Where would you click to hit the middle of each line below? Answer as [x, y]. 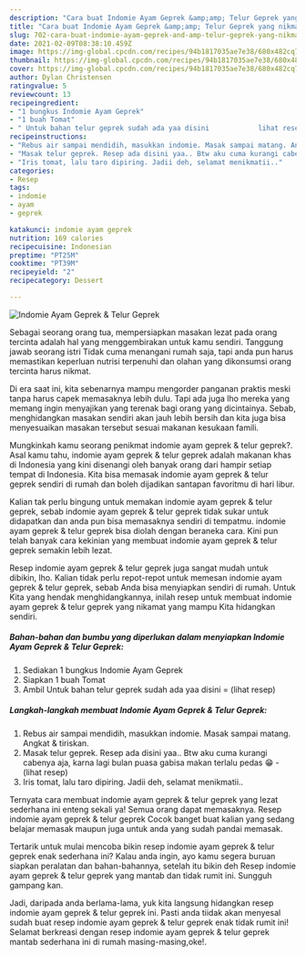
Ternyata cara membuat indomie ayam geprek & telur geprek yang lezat [144, 799]
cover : [22, 69]
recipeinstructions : [49, 137]
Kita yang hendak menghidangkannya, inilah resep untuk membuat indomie [151, 597]
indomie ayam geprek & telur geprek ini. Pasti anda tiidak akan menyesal [145, 912]
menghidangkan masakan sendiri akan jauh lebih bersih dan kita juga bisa [148, 417]
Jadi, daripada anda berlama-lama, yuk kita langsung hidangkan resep [142, 903]
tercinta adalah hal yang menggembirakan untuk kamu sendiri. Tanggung [147, 341]
